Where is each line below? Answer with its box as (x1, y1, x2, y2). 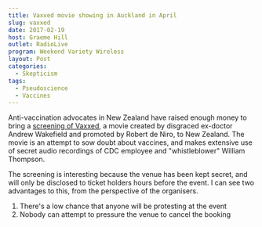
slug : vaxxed (8, 19, 51, 27)
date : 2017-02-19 (8, 26, 65, 34)
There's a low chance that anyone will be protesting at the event (19, 201, 227, 211)
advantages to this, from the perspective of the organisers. (8, 186, 198, 196)
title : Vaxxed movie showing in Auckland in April (8, 11, 177, 20)
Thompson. (8, 154, 45, 164)
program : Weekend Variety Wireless (8, 48, 125, 56)
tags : (8, 77, 26, 85)
